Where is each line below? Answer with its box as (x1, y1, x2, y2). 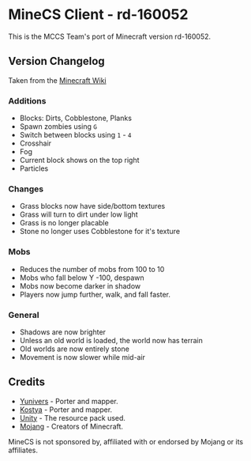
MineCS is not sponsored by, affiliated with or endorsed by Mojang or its (8, 436, 243, 446)
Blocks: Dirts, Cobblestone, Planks (19, 113, 133, 123)
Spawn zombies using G (19, 122, 97, 131)
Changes (8, 183, 44, 195)
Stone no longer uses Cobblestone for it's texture (19, 227, 180, 236)
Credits (8, 376, 46, 389)
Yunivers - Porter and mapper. (19, 396, 118, 406)
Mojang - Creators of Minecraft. (19, 421, 124, 431)
